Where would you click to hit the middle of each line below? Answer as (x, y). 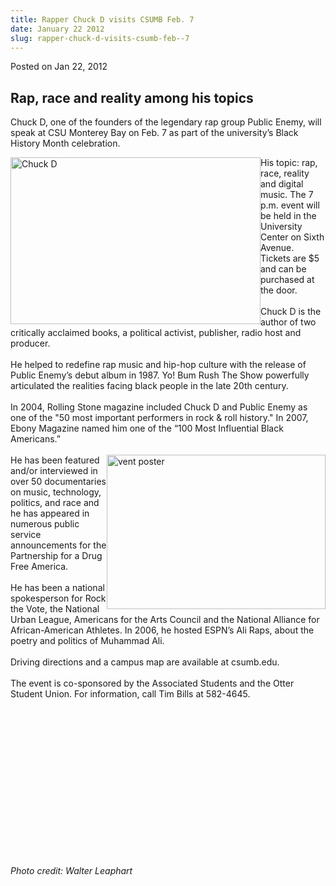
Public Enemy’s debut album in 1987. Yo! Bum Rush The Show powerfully (160, 375)
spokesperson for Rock (58, 598)
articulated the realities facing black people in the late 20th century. (149, 386)
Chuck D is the (291, 312)
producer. (30, 343)
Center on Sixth (292, 237)
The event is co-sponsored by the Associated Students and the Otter (152, 683)
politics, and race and (55, 503)
